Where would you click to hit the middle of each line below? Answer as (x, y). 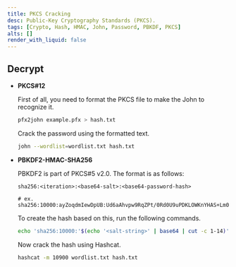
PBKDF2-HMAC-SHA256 (55, 160)
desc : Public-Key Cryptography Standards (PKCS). (82, 20)
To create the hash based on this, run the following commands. (109, 218)
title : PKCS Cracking (39, 14)
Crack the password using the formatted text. (83, 133)
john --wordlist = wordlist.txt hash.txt (76, 146)
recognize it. (36, 107)
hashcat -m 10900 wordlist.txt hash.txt (77, 257)
